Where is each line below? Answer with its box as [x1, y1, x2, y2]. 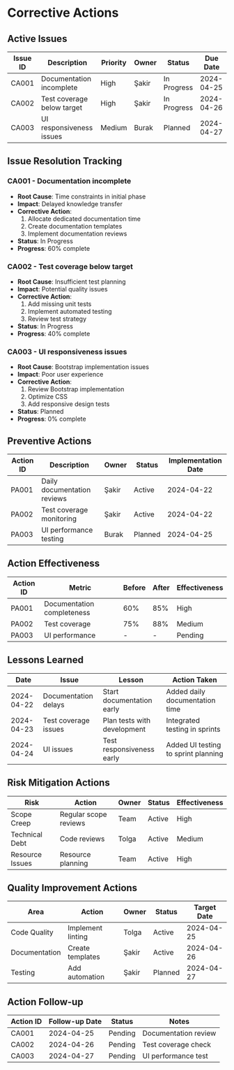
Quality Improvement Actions [7, 882, 138, 894]
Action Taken [172, 674, 217, 684]
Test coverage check [142, 1040, 211, 1050]
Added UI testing [166, 739, 221, 749]
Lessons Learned [7, 654, 84, 666]
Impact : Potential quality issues [17, 284, 108, 293]
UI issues [42, 744, 73, 754]
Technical [10, 830, 43, 839]
